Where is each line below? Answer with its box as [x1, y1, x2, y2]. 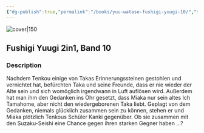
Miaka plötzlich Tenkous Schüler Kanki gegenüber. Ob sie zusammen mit [6, 113, 189, 121]
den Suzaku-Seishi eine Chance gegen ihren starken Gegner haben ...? [6, 120, 183, 127]
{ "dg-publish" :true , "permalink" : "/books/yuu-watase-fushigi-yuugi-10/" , [6, 8, 194, 15]
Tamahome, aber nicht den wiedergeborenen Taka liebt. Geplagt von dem [6, 100, 191, 108]
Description [6, 61, 42, 70]
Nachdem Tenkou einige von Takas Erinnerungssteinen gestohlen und [6, 75, 182, 82]
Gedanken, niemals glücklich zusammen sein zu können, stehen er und [6, 107, 184, 114]
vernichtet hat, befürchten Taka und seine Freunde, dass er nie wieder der [6, 81, 192, 88]
